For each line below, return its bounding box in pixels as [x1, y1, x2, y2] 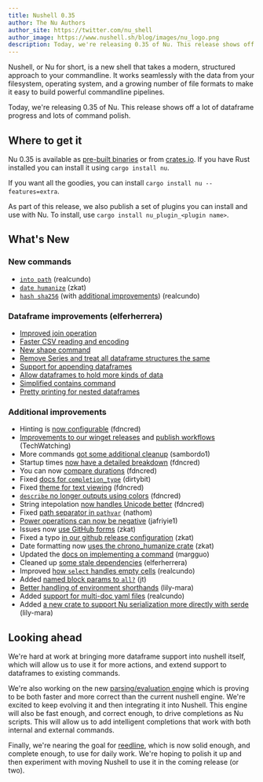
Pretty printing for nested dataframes [19, 387, 140, 396]
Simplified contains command [19, 378, 116, 387]
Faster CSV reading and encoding [19, 336, 130, 346]
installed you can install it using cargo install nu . [8, 163, 170, 172]
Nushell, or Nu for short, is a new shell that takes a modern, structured [8, 62, 236, 72]
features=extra [8, 188, 58, 196]
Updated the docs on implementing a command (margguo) [19, 549, 210, 559]
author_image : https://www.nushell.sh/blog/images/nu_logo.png [8, 33, 220, 42]
